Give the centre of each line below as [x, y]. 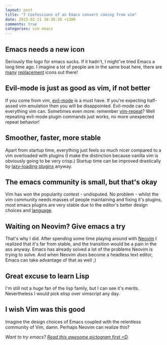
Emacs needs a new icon [45, 49]
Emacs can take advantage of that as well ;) [51, 260]
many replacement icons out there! [42, 72]
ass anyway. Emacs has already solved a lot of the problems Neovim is [79, 249]
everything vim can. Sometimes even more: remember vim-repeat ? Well [80, 111]
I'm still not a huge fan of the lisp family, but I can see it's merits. [72, 288]
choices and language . [29, 210]
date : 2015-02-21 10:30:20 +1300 [40, 19]
